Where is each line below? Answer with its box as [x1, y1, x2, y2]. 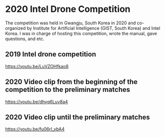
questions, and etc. [5, 36, 45, 42]
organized [5, 25, 26, 31]
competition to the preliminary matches [5, 85, 130, 94]
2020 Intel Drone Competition [5, 3, 131, 15]
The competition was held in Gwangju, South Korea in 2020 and [5, 20, 136, 26]
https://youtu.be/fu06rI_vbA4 [5, 126, 65, 132]
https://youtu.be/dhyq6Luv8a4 [5, 98, 68, 105]
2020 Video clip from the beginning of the [5, 78, 138, 86]
